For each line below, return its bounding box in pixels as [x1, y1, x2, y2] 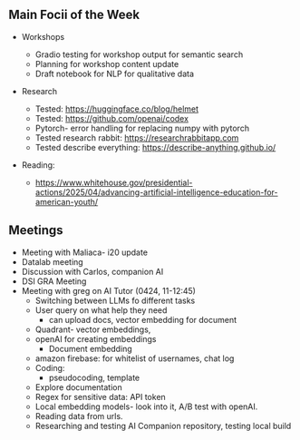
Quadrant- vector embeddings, [34, 324, 151, 335]
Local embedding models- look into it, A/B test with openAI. [34, 401, 258, 412]
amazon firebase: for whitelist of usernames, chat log [34, 353, 235, 364]
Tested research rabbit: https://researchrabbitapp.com [34, 132, 239, 143]
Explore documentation [34, 381, 123, 393]
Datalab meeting [21, 256, 83, 267]
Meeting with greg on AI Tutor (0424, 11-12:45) [21, 285, 197, 296]
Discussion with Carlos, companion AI [21, 266, 164, 277]
